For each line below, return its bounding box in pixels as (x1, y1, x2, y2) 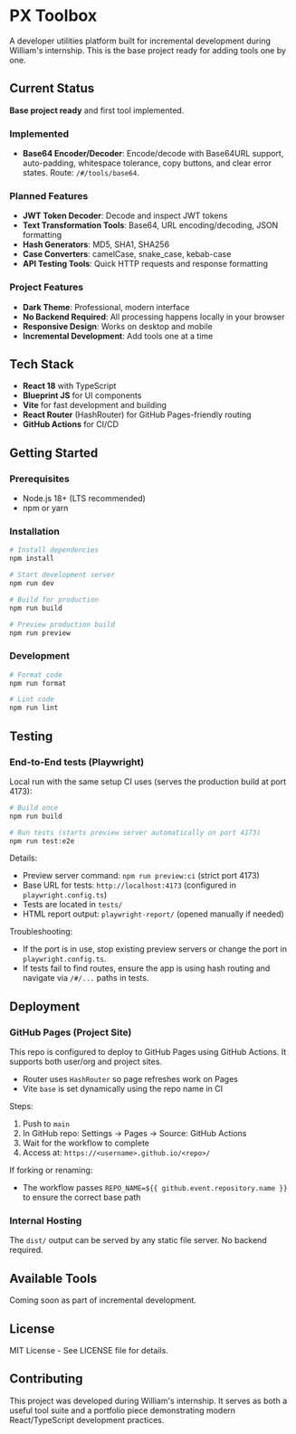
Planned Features (9, 189, 89, 202)
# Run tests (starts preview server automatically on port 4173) (9, 828, 261, 837)
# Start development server (9, 571, 116, 580)
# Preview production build (9, 620, 116, 629)
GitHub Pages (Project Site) (9, 1026, 132, 1039)
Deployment (9, 999, 81, 1014)
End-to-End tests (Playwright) (9, 755, 145, 768)
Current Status (9, 81, 95, 96)
